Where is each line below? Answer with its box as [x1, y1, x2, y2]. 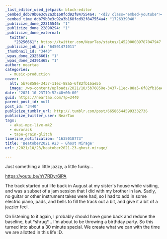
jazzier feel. [5, 204, 29, 210]
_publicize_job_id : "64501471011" [5, 44, 77, 49]
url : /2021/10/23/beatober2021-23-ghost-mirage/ [5, 146, 108, 151]
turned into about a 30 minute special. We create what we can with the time [5, 224, 160, 230]
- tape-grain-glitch [9, 132, 52, 137]
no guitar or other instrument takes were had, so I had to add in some [5, 193, 147, 199]
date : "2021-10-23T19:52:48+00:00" [5, 90, 79, 95]
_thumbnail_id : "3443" [5, 49, 52, 54]
